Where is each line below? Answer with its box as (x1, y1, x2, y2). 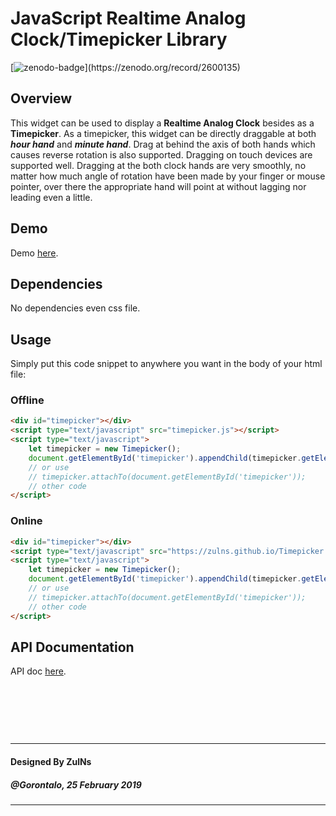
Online (10, 514, 43, 528)
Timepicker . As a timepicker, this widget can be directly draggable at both (10, 127, 317, 139)
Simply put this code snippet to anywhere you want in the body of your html (10, 358, 323, 370)
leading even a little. (10, 191, 93, 203)
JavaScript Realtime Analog (10, 7, 247, 30)
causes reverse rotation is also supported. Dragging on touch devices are (10, 148, 313, 161)
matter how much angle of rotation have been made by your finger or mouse (10, 170, 326, 182)
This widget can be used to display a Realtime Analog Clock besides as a (10, 117, 315, 129)
